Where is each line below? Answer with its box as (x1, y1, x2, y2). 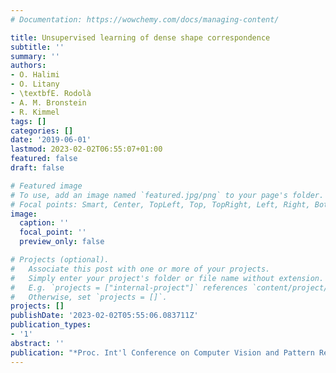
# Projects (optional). (10, 255, 110, 265)
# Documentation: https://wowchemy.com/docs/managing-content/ (10, 14, 280, 25)
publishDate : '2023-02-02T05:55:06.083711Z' (10, 311, 199, 321)
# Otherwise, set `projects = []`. (10, 292, 168, 302)
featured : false (10, 154, 78, 164)
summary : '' (10, 51, 60, 61)
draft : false (10, 163, 65, 173)
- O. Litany (10, 79, 60, 90)
